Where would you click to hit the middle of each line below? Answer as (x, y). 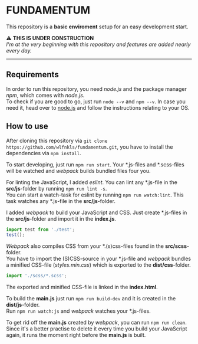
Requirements (32, 75)
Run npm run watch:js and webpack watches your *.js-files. (79, 311)
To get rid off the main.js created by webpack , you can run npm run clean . (97, 323)
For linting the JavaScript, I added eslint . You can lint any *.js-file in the (92, 182)
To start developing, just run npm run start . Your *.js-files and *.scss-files (95, 164)
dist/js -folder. (23, 305)
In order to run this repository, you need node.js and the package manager (97, 89)
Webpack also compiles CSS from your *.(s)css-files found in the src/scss (97, 246)
